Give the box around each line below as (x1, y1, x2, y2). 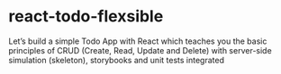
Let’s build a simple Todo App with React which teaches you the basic (8, 36, 267, 46)
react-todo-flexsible (8, 6, 164, 27)
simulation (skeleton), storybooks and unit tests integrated (8, 54, 224, 65)
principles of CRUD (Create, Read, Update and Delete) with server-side (8, 45, 272, 55)
